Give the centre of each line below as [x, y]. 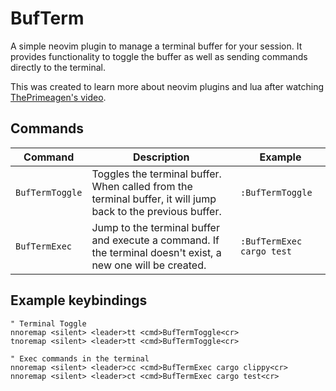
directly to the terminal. [58, 67]
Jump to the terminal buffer [155, 227]
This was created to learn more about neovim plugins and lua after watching [167, 86]
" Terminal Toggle [48, 323]
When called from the [142, 186]
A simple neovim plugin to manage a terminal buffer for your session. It [156, 46]
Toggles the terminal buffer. [156, 174]
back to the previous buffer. [156, 211]
